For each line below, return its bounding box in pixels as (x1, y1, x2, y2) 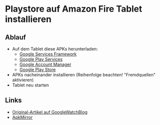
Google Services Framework (19, 51, 77, 57)
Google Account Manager (19, 62, 72, 67)
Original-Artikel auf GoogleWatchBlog (12, 109, 88, 115)
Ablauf (5, 33, 26, 41)
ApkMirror (12, 114, 33, 120)
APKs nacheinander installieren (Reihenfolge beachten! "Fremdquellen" (12, 72, 156, 77)
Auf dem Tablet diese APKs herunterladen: (12, 46, 98, 52)
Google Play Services (19, 56, 63, 62)
